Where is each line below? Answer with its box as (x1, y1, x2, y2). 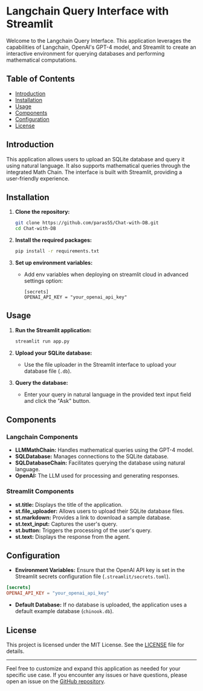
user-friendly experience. (6, 175, 69, 182)
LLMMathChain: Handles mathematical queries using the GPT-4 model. (14, 446, 195, 454)
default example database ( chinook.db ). (14, 608, 114, 615)
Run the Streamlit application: (14, 326, 92, 333)
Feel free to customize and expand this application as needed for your (6, 665, 181, 672)
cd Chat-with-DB (14, 225, 56, 232)
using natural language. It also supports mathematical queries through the (6, 162, 190, 169)
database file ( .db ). (24, 367, 72, 374)
